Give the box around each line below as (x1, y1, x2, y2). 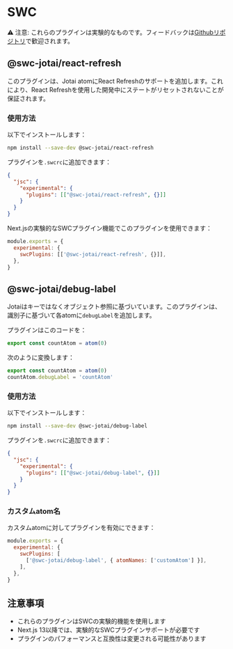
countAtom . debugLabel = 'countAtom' (7, 373, 113, 380)
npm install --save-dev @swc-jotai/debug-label (7, 423, 148, 430)
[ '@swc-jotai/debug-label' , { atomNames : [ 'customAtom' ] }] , (25, 557, 207, 564)
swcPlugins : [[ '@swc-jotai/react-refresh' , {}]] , (19, 251, 167, 258)
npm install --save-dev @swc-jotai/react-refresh (7, 144, 154, 152)
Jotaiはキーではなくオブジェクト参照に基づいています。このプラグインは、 (7, 302, 221, 311)
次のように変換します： (7, 353, 74, 362)
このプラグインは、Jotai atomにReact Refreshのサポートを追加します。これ (7, 77, 224, 85)
